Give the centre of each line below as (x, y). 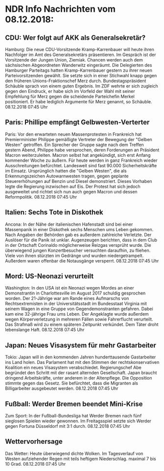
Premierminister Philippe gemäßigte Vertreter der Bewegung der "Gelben (79, 139)
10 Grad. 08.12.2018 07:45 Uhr (35, 464)
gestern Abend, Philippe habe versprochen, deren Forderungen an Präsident (82, 150)
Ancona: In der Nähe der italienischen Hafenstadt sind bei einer (69, 224)
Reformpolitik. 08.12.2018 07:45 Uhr (41, 197)
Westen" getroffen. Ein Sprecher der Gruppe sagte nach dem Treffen (75, 145)
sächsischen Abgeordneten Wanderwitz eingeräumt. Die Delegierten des (79, 65)
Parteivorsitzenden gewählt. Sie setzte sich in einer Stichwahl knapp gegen (81, 75)
